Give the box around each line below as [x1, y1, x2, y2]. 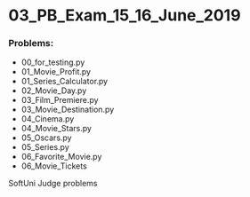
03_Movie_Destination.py [20, 104, 115, 115]
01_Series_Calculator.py [20, 76, 109, 87]
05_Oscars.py [20, 132, 72, 143]
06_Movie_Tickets [20, 161, 88, 171]
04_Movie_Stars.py [20, 123, 93, 134]
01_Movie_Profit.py [20, 67, 91, 77]
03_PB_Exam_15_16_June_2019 [8, 5, 241, 26]
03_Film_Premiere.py [20, 95, 99, 106]
